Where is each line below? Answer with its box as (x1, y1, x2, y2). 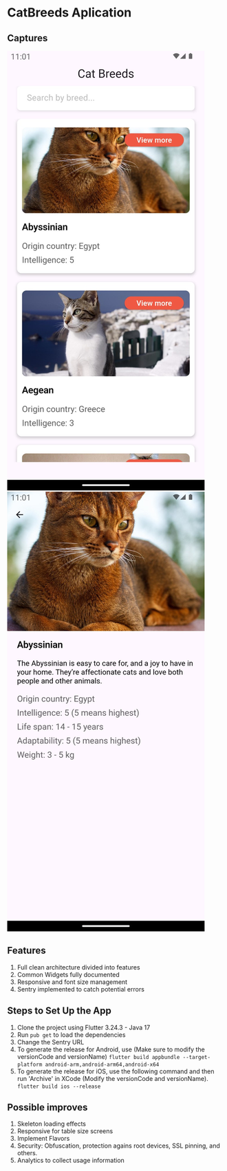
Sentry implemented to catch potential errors (17, 985, 144, 993)
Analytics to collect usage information (17, 1157, 125, 1165)
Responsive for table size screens (17, 1127, 113, 1135)
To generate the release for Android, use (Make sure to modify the (17, 1045, 205, 1053)
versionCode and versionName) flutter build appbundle (17, 1052, 180, 1060)
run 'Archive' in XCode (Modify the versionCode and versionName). (17, 1074, 208, 1082)
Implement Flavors (17, 1135, 70, 1143)
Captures (7, 32, 48, 44)
